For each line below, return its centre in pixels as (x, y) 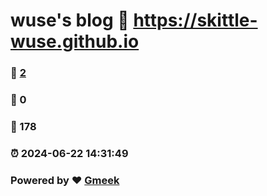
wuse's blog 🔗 (70, 20)
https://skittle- (195, 20)
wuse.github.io (75, 41)
